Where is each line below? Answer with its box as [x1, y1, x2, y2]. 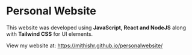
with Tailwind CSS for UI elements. [6, 30, 93, 37]
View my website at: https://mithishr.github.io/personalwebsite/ [6, 42, 163, 49]
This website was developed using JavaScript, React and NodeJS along [6, 24, 187, 31]
